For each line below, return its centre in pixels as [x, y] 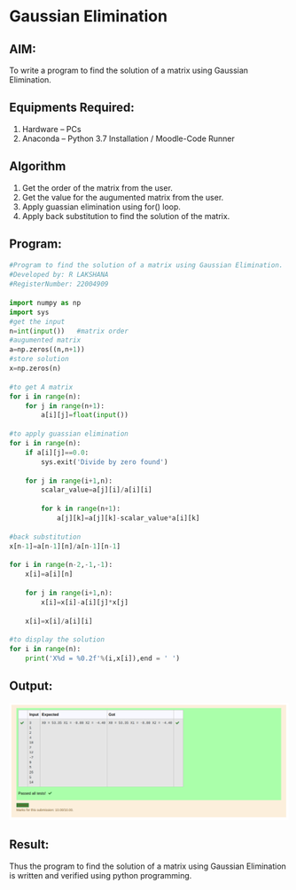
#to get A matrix [41, 387]
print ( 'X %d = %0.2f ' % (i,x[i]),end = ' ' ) [102, 658]
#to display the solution [57, 640]
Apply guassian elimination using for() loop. [101, 207]
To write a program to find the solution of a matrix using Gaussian [129, 70]
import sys [29, 312]
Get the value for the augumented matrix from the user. [123, 197]
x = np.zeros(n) [35, 369]
